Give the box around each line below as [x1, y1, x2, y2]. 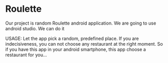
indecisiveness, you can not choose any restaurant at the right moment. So [5, 40, 163, 47]
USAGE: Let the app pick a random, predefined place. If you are [5, 35, 139, 41]
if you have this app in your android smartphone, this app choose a [5, 46, 147, 52]
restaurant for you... [5, 52, 47, 58]
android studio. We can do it [5, 25, 65, 31]
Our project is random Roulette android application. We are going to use [5, 20, 157, 26]
